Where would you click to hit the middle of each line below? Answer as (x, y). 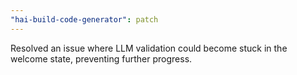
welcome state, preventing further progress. (101, 58)
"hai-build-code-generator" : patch (84, 19)
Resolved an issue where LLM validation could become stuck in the (149, 48)
